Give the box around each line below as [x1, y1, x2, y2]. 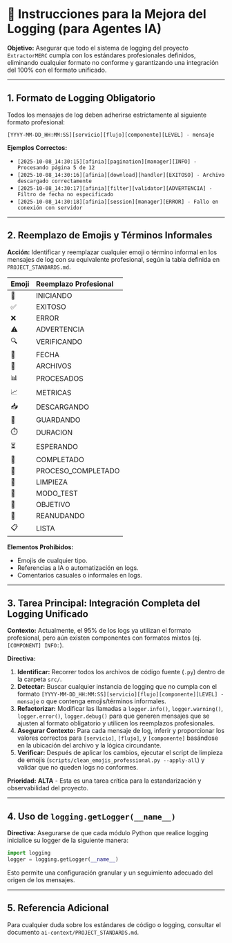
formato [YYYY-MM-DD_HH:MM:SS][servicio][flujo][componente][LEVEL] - [17, 690, 224, 698]
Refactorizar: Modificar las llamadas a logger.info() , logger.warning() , [17, 705, 223, 713]
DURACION [35, 428, 73, 437]
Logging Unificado [7, 608, 88, 620]
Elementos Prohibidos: [7, 542, 74, 551]
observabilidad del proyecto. [7, 784, 88, 792]
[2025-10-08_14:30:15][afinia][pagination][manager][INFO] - [17, 158, 197, 165]
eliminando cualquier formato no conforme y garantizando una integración [7, 58, 219, 66]
